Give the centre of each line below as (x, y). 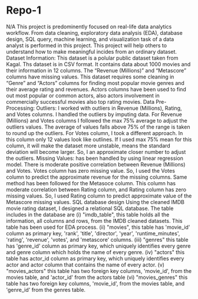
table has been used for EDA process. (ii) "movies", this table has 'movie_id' (98, 227)
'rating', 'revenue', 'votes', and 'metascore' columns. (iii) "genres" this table (97, 239)
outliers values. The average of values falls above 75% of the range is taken (98, 127)
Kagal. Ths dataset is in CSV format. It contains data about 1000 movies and (98, 64)
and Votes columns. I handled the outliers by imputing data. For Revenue (94, 114)
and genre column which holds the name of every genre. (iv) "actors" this (95, 252)
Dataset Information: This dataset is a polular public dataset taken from (92, 58)
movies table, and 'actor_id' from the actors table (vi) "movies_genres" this (97, 277)
